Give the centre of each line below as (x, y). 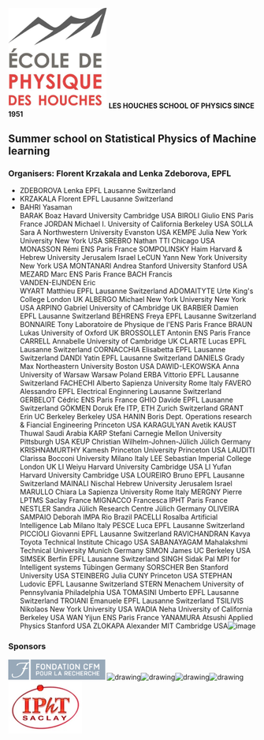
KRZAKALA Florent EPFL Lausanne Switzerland (96, 199)
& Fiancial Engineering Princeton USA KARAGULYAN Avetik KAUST (128, 425)
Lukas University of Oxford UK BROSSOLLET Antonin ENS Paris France (135, 333)
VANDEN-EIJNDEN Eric (58, 283)
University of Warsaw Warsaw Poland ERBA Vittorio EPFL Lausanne (129, 375)
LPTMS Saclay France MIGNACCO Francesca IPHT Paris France (124, 500)
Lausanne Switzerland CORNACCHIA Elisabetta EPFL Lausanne (123, 350)
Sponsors (27, 646)
